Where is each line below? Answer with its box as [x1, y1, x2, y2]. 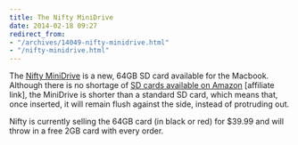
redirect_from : [9, 29, 66, 38]
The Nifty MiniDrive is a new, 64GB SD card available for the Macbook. [9, 70, 269, 81]
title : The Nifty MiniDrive [9, 12, 114, 22]
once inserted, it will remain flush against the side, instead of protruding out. [9, 99, 290, 109]
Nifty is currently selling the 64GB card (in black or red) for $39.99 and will [9, 117, 284, 127]
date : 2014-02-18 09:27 [9, 21, 98, 30]
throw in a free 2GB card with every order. [9, 125, 164, 136]
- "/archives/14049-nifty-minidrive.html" [9, 37, 170, 47]
